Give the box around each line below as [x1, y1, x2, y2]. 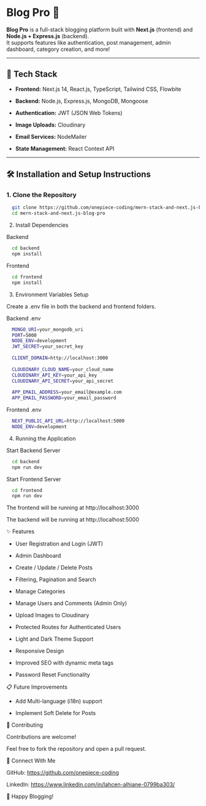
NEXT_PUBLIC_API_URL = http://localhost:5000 [12, 418, 124, 425]
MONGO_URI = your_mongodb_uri [12, 326, 84, 332]
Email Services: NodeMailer [15, 133, 87, 140]
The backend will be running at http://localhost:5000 [6, 516, 139, 523]
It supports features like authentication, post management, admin [6, 39, 172, 46]
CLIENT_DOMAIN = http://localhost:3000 [12, 355, 109, 361]
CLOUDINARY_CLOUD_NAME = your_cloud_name [12, 366, 114, 372]
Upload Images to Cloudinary [15, 611, 90, 619]
